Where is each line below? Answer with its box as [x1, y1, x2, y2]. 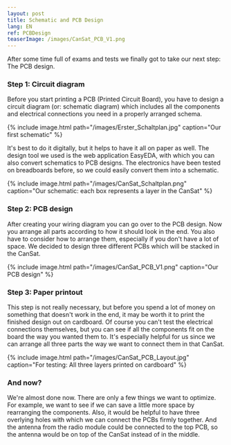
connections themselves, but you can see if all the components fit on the [7, 325, 214, 334]
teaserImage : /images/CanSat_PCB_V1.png [7, 36, 126, 43]
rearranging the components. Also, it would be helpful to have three [7, 408, 200, 417]
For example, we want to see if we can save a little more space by [7, 401, 195, 409]
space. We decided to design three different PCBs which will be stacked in [7, 242, 220, 250]
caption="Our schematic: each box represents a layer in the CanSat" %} [7, 187, 213, 195]
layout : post [7, 10, 45, 17]
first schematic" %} [7, 131, 63, 139]
